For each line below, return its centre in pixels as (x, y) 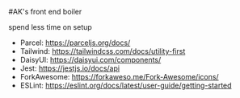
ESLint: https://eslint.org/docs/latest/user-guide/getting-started (126, 85)
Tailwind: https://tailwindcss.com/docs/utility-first (103, 51)
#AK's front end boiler (45, 12)
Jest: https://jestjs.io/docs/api (69, 68)
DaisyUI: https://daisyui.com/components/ (91, 60)
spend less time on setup (51, 27)
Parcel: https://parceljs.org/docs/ (75, 43)
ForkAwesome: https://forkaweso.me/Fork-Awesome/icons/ (120, 77)
